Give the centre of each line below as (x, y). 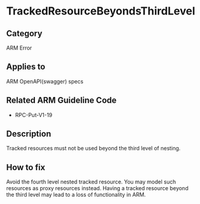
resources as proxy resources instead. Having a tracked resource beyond (97, 188)
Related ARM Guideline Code (61, 100)
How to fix (26, 167)
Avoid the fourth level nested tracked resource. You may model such (91, 182)
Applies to (26, 67)
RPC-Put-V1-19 (33, 115)
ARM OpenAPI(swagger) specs (45, 81)
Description (29, 134)
